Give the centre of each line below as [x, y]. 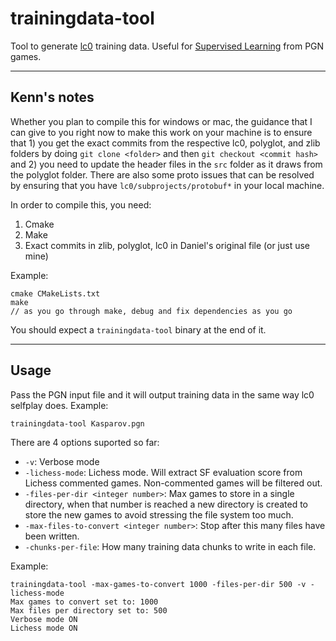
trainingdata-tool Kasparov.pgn [77, 423]
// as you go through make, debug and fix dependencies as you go [151, 311]
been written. [52, 536]
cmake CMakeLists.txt [55, 293]
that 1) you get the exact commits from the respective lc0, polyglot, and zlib [165, 143]
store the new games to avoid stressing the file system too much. [159, 514]
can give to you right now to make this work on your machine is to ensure [161, 132]
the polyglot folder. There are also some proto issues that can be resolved [162, 174]
